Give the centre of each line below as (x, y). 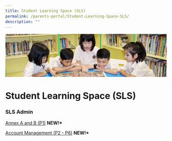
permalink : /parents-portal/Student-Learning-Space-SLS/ (67, 16)
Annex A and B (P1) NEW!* (34, 123)
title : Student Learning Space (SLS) (46, 11)
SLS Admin (19, 112)
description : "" (23, 22)
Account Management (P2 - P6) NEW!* (47, 133)
